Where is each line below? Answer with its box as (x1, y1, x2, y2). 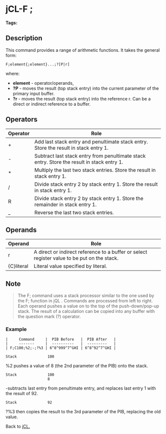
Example (5, 326, 27, 333)
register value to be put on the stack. (33, 255, 119, 262)
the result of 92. (5, 391, 38, 397)
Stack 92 (5, 400, 52, 405)
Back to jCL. (5, 424, 30, 430)
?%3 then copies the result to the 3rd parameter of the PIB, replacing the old (5, 409, 161, 415)
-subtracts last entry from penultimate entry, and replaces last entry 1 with (5, 385, 156, 391)
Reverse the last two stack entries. (34, 209, 114, 216)
